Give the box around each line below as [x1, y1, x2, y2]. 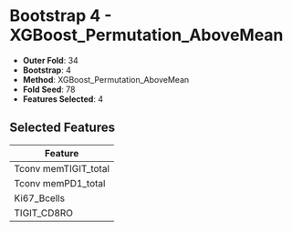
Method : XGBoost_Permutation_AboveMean [22, 74, 190, 85]
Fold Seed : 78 [22, 84, 76, 95]
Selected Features [9, 120, 116, 136]
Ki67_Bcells [14, 192, 66, 205]
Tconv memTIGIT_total [14, 162, 110, 175]
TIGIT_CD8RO [14, 206, 74, 219]
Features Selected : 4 [22, 93, 103, 105]
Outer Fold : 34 [22, 55, 79, 65]
